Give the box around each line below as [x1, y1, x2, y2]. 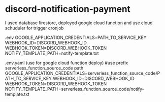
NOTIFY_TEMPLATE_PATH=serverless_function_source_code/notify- [5, 86, 144, 92]
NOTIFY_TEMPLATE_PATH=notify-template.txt [5, 50, 99, 56]
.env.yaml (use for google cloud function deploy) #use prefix [5, 60, 128, 66]
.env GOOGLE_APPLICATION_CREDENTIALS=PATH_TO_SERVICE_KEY [5, 34, 147, 40]
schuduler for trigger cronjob [5, 25, 64, 31]
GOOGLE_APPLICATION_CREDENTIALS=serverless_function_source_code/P [5, 70, 160, 76]
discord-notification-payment [5, 3, 131, 15]
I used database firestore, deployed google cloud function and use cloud [5, 20, 153, 26]
